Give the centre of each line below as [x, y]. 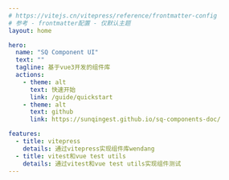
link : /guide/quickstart [71, 97]
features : [25, 134]
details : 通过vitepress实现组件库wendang [89, 149]
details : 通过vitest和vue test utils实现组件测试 [102, 164]
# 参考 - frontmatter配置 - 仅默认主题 [70, 23]
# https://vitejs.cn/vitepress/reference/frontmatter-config [113, 16]
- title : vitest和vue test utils [71, 156]
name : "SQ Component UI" [57, 53]
